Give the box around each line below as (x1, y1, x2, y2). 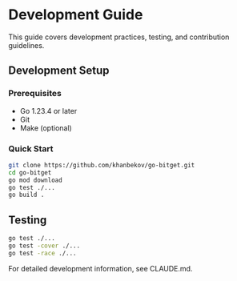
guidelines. (8, 40, 45, 50)
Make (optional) (19, 122, 72, 133)
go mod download (8, 176, 62, 184)
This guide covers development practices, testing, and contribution (8, 32, 230, 42)
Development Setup (8, 64, 110, 78)
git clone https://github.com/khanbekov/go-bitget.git (8, 161, 195, 169)
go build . (8, 191, 45, 199)
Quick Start (8, 143, 54, 154)
